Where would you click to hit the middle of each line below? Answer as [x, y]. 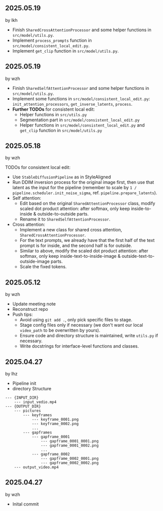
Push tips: [23, 314]
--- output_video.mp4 [36, 467]
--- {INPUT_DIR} [22, 398]
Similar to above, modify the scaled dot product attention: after [84, 251]
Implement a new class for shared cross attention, [71, 230]
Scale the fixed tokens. [43, 267]
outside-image [35, 261]
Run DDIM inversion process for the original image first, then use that [83, 182]
